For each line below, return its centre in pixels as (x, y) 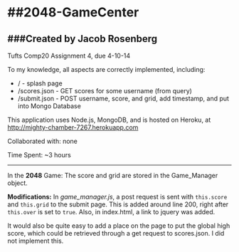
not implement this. (36, 241)
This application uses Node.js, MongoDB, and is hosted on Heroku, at (109, 120)
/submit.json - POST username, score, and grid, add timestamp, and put (123, 98)
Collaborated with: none (43, 141)
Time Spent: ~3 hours (39, 155)
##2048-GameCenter (73, 12)
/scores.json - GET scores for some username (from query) (105, 91)
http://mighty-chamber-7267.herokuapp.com (73, 127)
